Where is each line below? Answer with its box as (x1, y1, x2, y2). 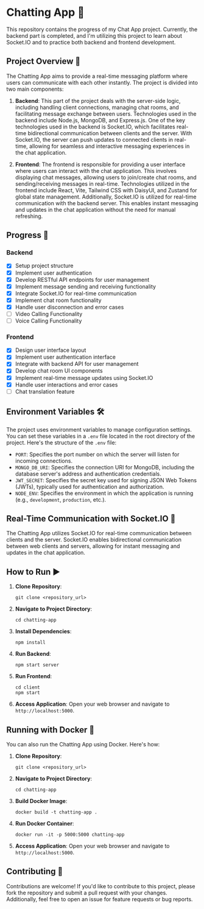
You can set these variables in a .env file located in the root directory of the (6, 432, 195, 440)
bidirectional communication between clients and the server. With (27, 129, 192, 136)
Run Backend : (15, 650, 52, 658)
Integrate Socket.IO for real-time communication (15, 289, 137, 297)
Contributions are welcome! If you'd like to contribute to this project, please (6, 882, 195, 890)
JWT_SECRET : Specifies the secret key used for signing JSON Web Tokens (15, 476, 197, 483)
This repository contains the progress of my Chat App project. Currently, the (6, 26, 198, 33)
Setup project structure (15, 262, 74, 270)
